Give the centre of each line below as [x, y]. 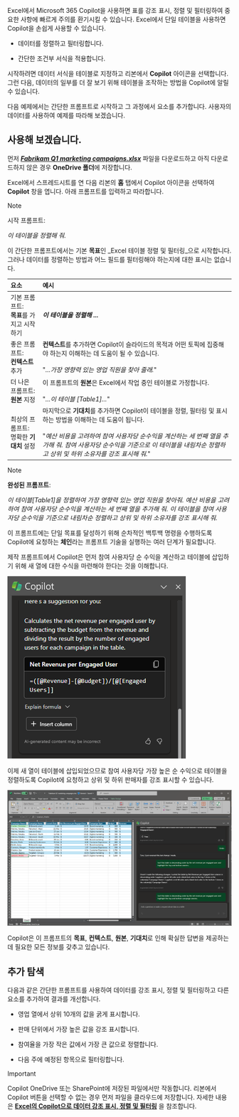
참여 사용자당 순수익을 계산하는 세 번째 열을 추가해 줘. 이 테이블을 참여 [117, 509]
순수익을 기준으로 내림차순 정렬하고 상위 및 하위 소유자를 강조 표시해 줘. [119, 517]
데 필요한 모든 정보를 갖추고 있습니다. [59, 947]
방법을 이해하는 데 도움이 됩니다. [100, 420]
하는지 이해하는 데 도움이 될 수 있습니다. [104, 354]
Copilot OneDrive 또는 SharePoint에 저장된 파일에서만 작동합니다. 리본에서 [112, 1089]
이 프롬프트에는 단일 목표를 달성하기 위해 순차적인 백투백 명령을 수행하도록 [110, 533]
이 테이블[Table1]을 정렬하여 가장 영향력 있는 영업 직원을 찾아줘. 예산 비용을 [112, 499]
